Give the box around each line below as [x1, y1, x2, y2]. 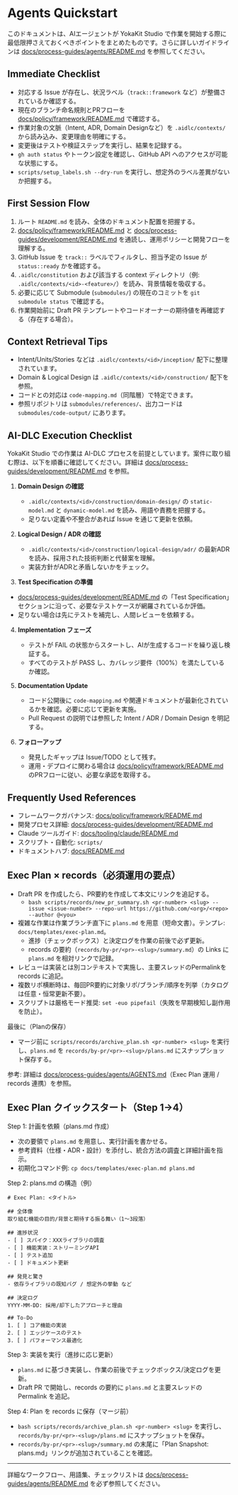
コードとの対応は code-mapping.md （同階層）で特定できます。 [17, 391, 197, 399]
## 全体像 [7, 1208, 33, 1215]
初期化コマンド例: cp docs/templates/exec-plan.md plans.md [17, 1163, 195, 1172]
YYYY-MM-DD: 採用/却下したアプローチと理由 [7, 1301, 123, 1309]
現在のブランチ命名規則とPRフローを [17, 105, 125, 114]
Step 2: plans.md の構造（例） [7, 1179, 96, 1187]
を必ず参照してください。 [89, 1479, 164, 1487]
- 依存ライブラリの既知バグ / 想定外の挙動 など [7, 1280, 132, 1288]
